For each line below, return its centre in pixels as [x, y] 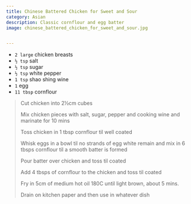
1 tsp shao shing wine [42, 79]
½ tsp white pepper [38, 73]
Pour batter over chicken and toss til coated [73, 161]
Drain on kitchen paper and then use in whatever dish [85, 195]
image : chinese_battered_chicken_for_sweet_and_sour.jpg [77, 28]
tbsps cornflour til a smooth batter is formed [74, 150]
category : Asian [26, 17]
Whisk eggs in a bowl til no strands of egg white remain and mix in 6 [103, 143]
